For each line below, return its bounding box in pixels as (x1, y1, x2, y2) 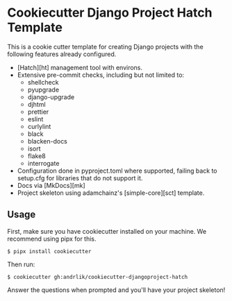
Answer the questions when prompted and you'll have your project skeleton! (7, 286, 226, 294)
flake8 (27, 151, 47, 160)
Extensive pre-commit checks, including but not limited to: (17, 71, 185, 79)
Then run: (7, 260, 35, 268)
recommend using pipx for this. (7, 234, 97, 243)
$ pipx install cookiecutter (7, 248, 92, 255)
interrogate (27, 159, 60, 167)
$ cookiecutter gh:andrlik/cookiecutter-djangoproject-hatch (7, 273, 188, 280)
